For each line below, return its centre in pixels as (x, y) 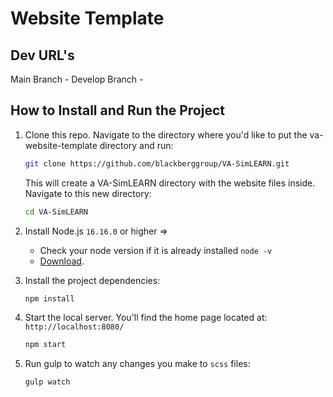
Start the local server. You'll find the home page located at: (146, 318)
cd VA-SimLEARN (56, 212)
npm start (45, 345)
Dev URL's (42, 55)
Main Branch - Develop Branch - (77, 79)
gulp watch (47, 382)
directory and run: (136, 145)
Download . (62, 261)
